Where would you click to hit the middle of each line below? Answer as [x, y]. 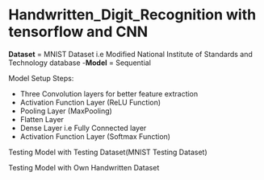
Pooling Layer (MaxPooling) [66, 111]
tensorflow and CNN [78, 32]
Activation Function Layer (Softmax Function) [95, 136]
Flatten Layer [42, 119]
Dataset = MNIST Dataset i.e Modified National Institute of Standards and [130, 54]
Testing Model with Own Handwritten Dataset [84, 167]
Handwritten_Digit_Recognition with [132, 15]
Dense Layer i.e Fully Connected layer [83, 128]
